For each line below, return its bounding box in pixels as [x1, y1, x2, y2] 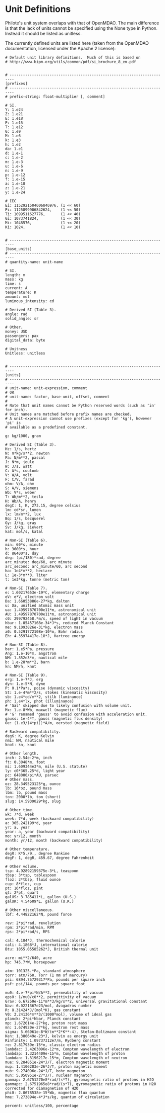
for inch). [5, 407, 28, 412]
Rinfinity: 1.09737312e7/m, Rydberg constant [5, 1038, 101, 1043]
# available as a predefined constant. [5, 425, 88, 429]
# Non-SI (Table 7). [5, 586, 48, 591]
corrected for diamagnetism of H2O [5, 1086, 79, 1091]
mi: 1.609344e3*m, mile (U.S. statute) [5, 764, 88, 769]
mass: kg [5, 277, 23, 282]
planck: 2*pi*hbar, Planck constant [5, 1016, 81, 1021]
